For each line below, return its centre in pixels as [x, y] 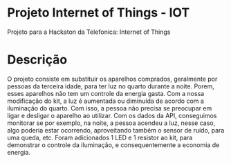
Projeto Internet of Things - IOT [99, 13]
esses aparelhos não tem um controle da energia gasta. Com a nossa [106, 93]
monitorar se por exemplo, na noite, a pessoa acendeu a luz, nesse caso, [111, 123]
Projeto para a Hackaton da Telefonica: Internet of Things [89, 32]
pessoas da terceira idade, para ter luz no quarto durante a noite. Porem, [111, 86]
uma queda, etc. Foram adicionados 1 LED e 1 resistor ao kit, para [100, 137]
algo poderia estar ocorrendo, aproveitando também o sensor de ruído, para [116, 130]
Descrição [37, 60]
